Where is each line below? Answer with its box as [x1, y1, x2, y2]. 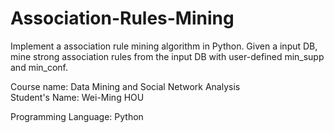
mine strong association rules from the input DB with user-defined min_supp [10, 50, 325, 62]
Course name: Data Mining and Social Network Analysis [10, 80, 241, 92]
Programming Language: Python [10, 110, 144, 122]
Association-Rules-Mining [10, 7, 235, 30]
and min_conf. [10, 61, 69, 73]
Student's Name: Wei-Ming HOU [10, 91, 145, 103]
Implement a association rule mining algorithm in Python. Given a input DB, [10, 40, 318, 52]
